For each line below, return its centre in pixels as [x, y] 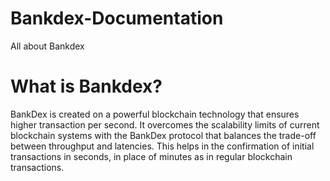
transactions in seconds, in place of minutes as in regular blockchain [151, 156]
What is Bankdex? [86, 86]
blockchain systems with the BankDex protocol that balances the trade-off [163, 135]
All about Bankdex [47, 46]
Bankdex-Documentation [117, 18]
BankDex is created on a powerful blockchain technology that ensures [155, 114]
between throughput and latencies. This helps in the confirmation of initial [162, 146]
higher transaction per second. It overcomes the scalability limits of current [165, 124]
